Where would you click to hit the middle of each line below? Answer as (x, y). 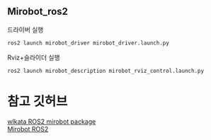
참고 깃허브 (38, 101)
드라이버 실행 (25, 29)
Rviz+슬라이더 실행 (34, 57)
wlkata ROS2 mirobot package (52, 121)
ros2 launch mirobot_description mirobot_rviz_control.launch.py (105, 71)
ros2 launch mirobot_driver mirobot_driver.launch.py (89, 43)
